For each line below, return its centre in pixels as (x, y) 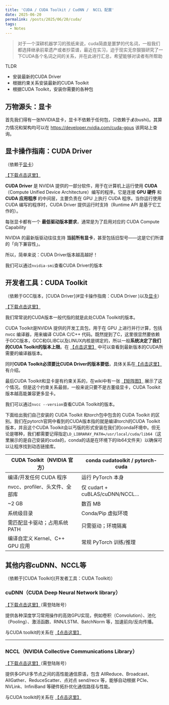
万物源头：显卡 (28, 107)
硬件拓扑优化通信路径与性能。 (82, 686)
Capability (16, 227)
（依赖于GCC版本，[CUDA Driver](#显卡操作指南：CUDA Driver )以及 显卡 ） (83, 296)
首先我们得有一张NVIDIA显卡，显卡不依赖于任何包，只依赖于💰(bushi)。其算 (84, 119)
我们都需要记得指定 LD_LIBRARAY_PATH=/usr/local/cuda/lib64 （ (92, 434)
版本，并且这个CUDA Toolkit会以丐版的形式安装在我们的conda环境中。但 (80, 427)
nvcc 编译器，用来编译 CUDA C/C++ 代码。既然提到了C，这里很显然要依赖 (82, 334)
